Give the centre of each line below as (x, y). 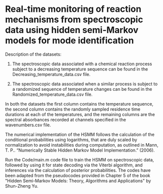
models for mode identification (69, 41)
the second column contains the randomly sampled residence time (73, 109)
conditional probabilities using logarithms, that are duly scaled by (71, 140)
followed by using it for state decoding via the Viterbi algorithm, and (74, 165)
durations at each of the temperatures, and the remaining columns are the (80, 114)
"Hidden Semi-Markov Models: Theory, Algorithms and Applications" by (78, 181)
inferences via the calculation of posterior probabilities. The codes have (78, 170)
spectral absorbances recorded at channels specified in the (66, 119)
